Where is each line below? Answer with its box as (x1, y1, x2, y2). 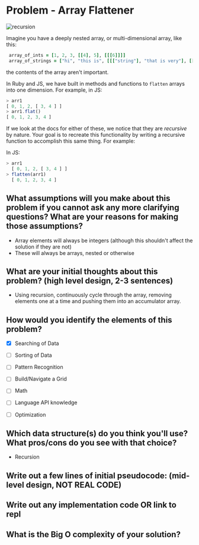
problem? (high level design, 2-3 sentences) (6, 276, 174, 286)
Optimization (14, 411, 46, 418)
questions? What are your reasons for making (6, 212, 179, 222)
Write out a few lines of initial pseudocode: (6, 470, 168, 480)
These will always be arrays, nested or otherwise (14, 249, 134, 256)
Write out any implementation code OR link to (6, 500, 176, 510)
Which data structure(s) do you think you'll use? (6, 428, 188, 438)
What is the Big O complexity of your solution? (6, 529, 181, 539)
